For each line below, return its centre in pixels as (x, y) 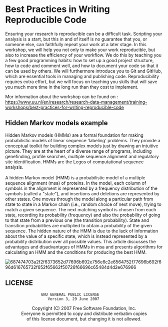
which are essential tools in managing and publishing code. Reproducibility (82, 76)
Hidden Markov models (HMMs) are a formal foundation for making (74, 135)
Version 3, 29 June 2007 (73, 299)
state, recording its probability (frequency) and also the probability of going (83, 215)
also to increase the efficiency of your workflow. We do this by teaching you (83, 55)
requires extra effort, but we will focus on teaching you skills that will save (81, 82)
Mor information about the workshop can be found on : (62, 97)
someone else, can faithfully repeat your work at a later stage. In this (76, 44)
